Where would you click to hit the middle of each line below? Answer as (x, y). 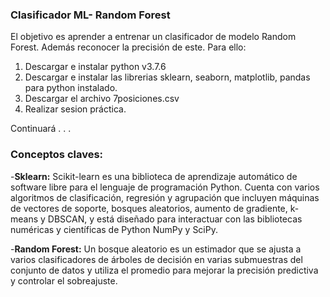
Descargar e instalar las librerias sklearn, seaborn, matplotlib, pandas (167, 77)
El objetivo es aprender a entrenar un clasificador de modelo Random (153, 37)
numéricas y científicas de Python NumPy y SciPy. (114, 229)
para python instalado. (71, 88)
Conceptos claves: (57, 155)
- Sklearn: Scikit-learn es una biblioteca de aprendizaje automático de (154, 176)
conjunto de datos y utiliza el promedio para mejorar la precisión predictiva (164, 270)
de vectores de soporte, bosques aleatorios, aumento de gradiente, (149, 208)
